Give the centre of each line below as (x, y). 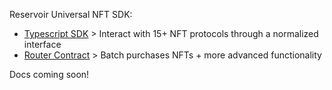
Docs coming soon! (49, 74)
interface (42, 44)
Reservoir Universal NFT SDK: (71, 14)
